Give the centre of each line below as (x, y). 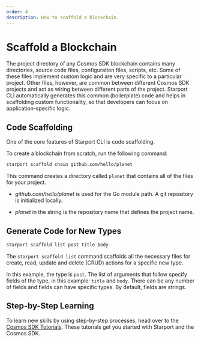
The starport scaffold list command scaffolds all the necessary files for (98, 256)
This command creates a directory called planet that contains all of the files (100, 176)
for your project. (26, 182)
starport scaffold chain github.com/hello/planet (70, 165)
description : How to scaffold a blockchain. (63, 17)
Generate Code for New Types (64, 231)
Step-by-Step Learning (50, 306)
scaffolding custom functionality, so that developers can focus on (87, 102)
